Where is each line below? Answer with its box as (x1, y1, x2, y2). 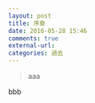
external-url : (8, 42, 56, 50)
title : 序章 (8, 19, 46, 27)
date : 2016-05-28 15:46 (8, 27, 88, 35)
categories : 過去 (8, 49, 64, 57)
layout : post (8, 11, 52, 20)
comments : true (8, 34, 59, 43)
